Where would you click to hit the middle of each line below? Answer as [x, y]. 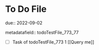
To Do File [26, 9]
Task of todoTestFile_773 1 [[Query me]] [53, 42]
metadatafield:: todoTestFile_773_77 [42, 32]
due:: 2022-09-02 [24, 23]
